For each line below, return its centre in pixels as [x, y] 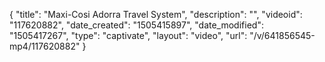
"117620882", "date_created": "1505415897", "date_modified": [136, 25]
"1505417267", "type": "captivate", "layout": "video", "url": [128, 35]
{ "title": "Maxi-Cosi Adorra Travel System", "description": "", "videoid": [156, 14]
